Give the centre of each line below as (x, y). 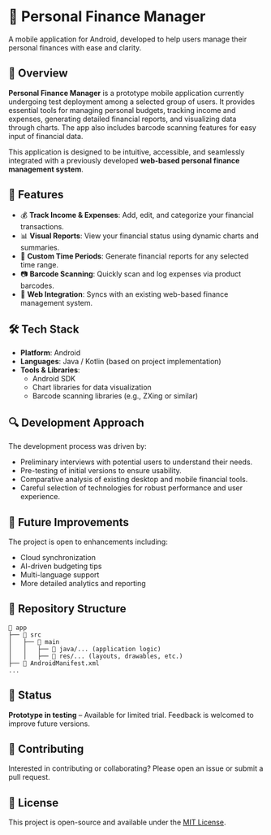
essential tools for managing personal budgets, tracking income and (122, 110)
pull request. (29, 777)
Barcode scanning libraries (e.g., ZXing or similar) (115, 396)
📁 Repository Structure (67, 609)
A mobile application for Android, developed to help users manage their (128, 39)
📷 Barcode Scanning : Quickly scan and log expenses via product (131, 274)
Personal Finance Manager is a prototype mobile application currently (127, 93)
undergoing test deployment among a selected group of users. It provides (132, 102)
